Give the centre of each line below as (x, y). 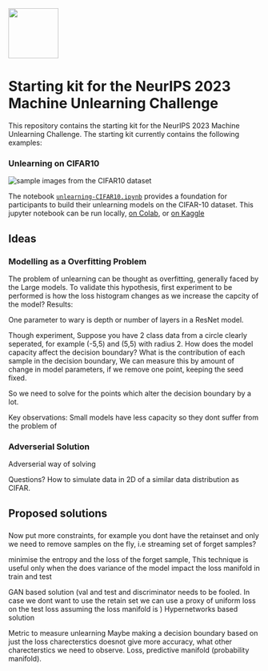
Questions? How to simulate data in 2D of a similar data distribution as (124, 480)
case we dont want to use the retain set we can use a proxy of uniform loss (132, 601)
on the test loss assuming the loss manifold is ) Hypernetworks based (123, 609)
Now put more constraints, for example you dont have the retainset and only (134, 535)
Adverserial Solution (49, 446)
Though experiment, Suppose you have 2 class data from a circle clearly (128, 335)
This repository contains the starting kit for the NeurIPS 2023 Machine (124, 125)
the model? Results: (41, 304)
